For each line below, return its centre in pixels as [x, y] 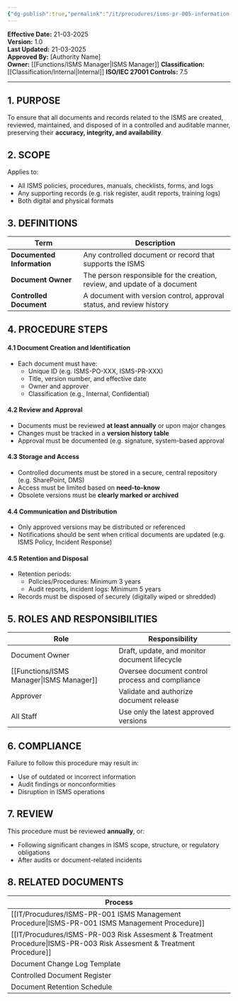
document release [149, 701]
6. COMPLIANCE [44, 746]
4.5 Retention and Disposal [48, 558]
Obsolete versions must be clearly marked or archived [98, 495]
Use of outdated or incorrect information [76, 777]
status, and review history [126, 305]
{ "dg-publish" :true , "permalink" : [57, 14]
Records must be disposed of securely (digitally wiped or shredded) [117, 596]
